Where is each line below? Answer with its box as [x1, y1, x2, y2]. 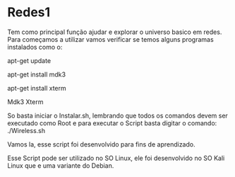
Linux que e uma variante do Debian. [7, 161, 114, 170]
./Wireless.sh [7, 126, 46, 135]
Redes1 [7, 4, 51, 21]
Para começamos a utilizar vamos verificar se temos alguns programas [7, 35, 214, 43]
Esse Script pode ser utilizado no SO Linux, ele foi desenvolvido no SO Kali [7, 154, 225, 162]
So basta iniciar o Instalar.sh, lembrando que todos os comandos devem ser [7, 111, 228, 120]
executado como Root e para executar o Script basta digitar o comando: [7, 118, 217, 127]
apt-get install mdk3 [7, 70, 66, 79]
